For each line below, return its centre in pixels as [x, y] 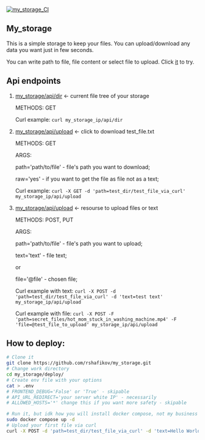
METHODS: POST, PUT [44, 220]
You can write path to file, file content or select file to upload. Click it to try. [100, 62]
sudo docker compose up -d [41, 420]
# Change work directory [38, 369]
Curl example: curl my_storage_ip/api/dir [69, 119]
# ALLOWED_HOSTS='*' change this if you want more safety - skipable [97, 403]
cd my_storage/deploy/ [35, 375]
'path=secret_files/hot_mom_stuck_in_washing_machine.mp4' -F [96, 319]
